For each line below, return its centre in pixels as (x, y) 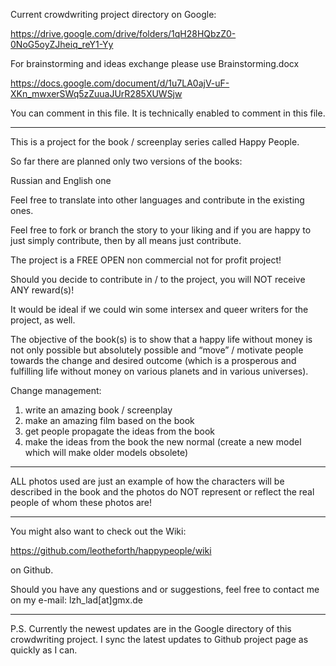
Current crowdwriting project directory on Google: (113, 14)
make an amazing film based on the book (109, 420)
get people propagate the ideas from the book (120, 431)
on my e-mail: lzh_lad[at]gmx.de (76, 600)
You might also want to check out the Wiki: (98, 531)
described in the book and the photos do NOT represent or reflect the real (162, 492)
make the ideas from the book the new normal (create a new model (163, 442)
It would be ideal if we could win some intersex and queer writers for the (159, 309)
